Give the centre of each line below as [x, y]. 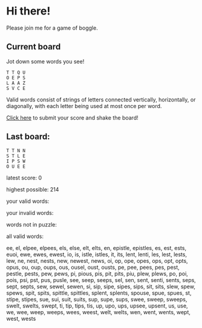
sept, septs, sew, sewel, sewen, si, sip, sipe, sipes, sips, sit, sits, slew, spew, [101, 286]
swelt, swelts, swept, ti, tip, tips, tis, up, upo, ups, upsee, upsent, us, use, [97, 306]
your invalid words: [30, 213]
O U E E [16, 166]
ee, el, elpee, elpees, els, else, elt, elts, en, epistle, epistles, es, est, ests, [96, 248]
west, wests [21, 318]
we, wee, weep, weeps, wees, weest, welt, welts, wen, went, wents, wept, [98, 312]
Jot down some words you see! [45, 61]
